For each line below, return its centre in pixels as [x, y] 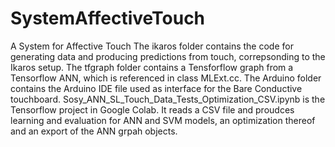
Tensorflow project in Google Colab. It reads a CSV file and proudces [152, 109]
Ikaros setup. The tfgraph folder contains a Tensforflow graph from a [152, 67]
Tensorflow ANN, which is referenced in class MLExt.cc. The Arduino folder [166, 78]
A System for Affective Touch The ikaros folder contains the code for [152, 46]
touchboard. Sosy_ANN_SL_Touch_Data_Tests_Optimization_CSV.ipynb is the [168, 99]
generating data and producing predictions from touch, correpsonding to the [168, 56]
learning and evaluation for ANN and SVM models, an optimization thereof [163, 120]
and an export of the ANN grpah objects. [94, 131]
